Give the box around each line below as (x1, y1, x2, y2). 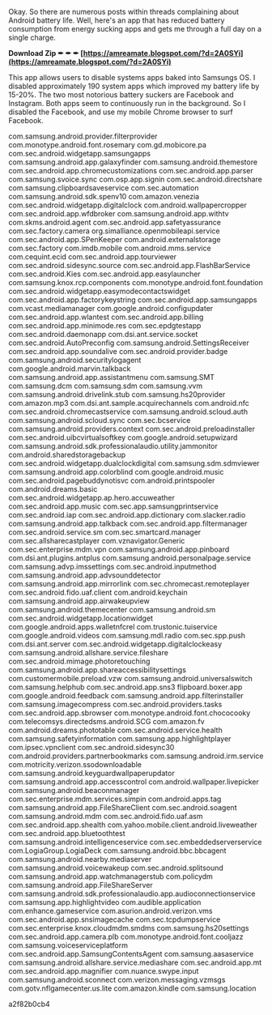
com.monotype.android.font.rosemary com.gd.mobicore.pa (8, 140, 206, 149)
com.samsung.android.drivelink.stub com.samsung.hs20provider (8, 390, 226, 399)
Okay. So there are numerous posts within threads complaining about (8, 7, 240, 16)
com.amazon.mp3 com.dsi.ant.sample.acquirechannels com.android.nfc (8, 399, 249, 407)
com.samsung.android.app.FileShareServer (8, 881, 154, 889)
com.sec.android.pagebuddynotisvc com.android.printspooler (8, 476, 215, 485)
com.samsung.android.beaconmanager (8, 786, 140, 795)
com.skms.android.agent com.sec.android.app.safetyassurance (8, 218, 221, 227)
